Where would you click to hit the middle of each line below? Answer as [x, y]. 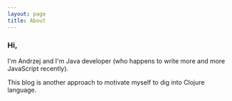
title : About [27, 21]
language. [22, 90]
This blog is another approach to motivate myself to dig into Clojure [106, 82]
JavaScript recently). [38, 68]
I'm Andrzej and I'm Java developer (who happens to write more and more [116, 60]
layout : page [27, 14]
